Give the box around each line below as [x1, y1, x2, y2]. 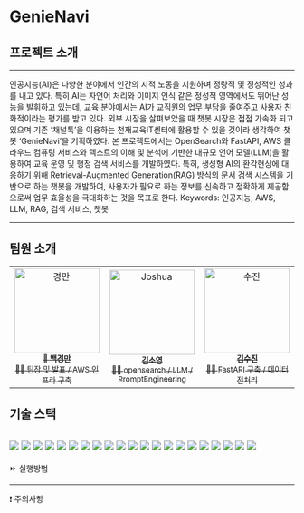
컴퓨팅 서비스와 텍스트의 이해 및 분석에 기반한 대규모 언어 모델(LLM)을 [33, 147, 280, 158]
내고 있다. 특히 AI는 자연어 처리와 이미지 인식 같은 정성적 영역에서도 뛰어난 [18, 91, 280, 101]
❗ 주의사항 [9, 494, 43, 505]
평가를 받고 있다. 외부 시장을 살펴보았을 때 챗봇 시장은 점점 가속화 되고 [48, 113, 294, 123]
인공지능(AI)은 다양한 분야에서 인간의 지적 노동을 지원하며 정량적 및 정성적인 [9, 79, 277, 90]
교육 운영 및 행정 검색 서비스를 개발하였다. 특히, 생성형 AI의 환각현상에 [33, 159, 280, 169]
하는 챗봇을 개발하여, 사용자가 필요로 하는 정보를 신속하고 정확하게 [33, 181, 265, 191]
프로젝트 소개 [9, 44, 79, 60]
